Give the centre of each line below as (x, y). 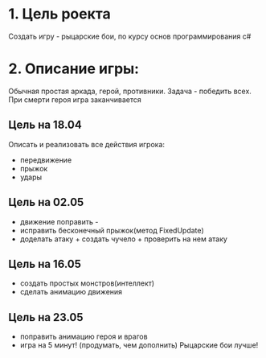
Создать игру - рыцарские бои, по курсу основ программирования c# (130, 36)
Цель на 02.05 (46, 202)
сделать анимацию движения (71, 292)
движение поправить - (59, 221)
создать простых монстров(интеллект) (87, 283)
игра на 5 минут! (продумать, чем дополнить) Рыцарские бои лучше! (139, 345)
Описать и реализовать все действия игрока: (87, 144)
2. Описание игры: (74, 69)
